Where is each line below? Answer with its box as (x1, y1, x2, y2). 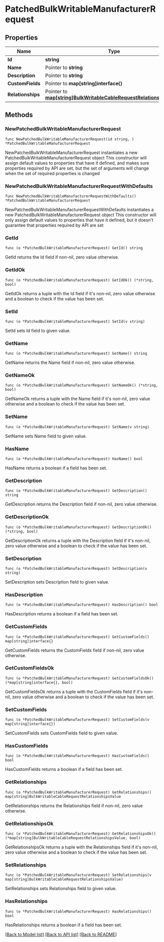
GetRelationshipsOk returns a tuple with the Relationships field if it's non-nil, (5, 844, 158, 850)
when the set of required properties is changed (5, 170, 100, 176)
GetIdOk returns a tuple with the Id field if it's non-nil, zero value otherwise (5, 290, 155, 296)
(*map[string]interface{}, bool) (5, 680, 73, 685)
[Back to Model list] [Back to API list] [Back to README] (5, 931, 117, 937)
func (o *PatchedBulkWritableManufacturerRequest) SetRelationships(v (5, 873, 152, 878)
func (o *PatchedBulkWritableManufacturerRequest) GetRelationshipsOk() (5, 831, 156, 837)
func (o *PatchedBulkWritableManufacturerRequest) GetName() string (5, 351, 147, 356)
